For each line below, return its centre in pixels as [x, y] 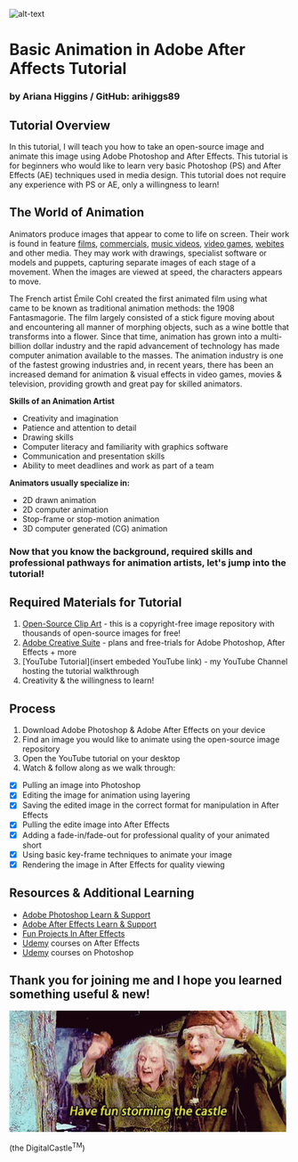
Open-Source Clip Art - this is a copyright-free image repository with [148, 624]
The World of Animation [77, 212]
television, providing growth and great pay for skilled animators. [126, 384]
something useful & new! [80, 994]
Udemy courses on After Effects [81, 943]
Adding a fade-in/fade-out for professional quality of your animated [145, 835]
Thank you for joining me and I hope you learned [146, 980]
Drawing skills [48, 437]
